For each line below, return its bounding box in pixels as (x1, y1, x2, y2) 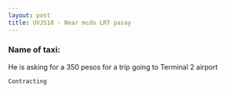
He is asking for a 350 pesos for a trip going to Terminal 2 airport (8, 62, 218, 71)
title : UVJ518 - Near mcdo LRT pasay (8, 19, 132, 27)
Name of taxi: (8, 45, 60, 55)
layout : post (8, 11, 51, 20)
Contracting (8, 77, 47, 85)
